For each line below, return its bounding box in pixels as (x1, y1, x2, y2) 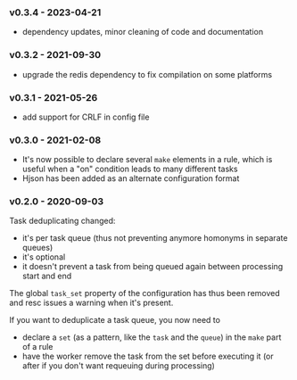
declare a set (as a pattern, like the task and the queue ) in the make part (21, 332, 282, 343)
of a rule (21, 342, 54, 352)
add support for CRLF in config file (21, 112, 150, 122)
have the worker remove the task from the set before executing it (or (21, 351, 274, 362)
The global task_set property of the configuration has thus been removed (9, 288, 281, 299)
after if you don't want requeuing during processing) (21, 360, 216, 371)
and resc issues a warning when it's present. (9, 297, 174, 309)
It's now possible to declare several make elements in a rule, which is (21, 154, 273, 165)
